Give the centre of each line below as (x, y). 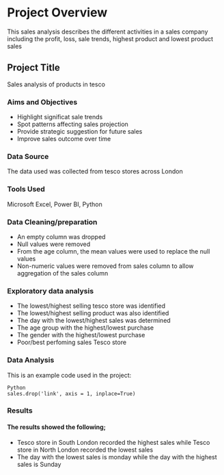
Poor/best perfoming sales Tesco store (72, 342)
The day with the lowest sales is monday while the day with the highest (117, 456)
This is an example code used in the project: (69, 375)
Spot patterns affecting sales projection (72, 124)
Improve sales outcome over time (64, 139)
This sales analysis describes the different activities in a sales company (108, 32)
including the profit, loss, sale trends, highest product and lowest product (110, 38)
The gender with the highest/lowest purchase (81, 335)
